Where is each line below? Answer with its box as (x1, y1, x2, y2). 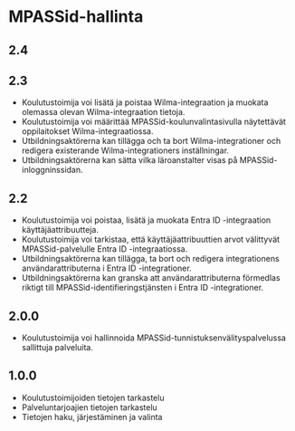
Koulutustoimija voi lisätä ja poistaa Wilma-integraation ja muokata (21, 97, 269, 108)
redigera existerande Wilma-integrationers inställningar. (21, 145, 230, 156)
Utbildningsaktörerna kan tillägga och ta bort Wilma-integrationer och (21, 136, 281, 147)
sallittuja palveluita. (21, 342, 94, 353)
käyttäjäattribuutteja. (21, 225, 99, 235)
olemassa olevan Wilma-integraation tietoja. (21, 107, 186, 118)
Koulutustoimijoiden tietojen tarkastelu (21, 392, 165, 403)
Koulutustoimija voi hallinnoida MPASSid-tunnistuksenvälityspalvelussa (21, 332, 287, 343)
